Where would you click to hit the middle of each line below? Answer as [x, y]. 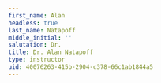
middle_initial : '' [40, 38]
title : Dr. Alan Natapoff [51, 52]
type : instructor [37, 60]
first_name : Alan [37, 15]
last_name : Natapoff [42, 30]
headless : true [33, 23]
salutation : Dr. [35, 45]
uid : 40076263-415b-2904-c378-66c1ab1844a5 [81, 67]
